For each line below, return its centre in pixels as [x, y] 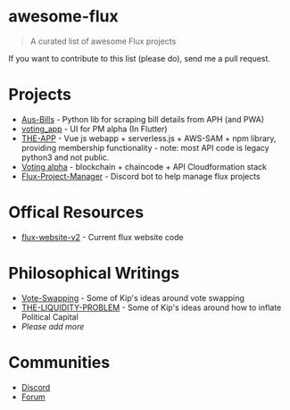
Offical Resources [76, 213]
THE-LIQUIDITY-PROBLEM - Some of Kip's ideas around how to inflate [151, 307]
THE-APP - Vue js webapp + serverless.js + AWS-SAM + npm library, [149, 138]
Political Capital [50, 317]
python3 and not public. [65, 157]
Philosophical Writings [94, 273]
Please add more [53, 326]
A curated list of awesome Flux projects [103, 41]
